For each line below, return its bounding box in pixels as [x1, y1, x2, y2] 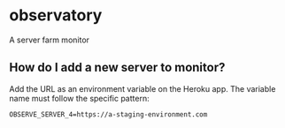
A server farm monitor [9, 34, 90, 45]
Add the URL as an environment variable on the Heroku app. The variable [9, 83, 276, 94]
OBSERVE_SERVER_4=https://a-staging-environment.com [9, 109, 208, 119]
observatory [9, 5, 103, 26]
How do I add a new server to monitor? [9, 60, 226, 75]
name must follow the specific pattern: [9, 93, 150, 103]
